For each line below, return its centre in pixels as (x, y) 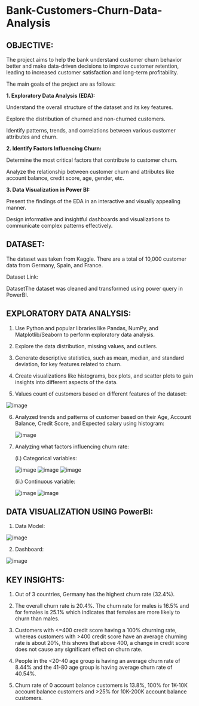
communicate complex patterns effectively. (59, 226)
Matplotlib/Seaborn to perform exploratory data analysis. (85, 334)
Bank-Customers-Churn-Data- (84, 10)
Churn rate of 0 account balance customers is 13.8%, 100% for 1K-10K (101, 685)
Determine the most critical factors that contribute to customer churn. (92, 160)
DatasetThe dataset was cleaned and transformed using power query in (95, 288)
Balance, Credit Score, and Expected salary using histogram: (90, 423)
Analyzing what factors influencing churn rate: (72, 446)
